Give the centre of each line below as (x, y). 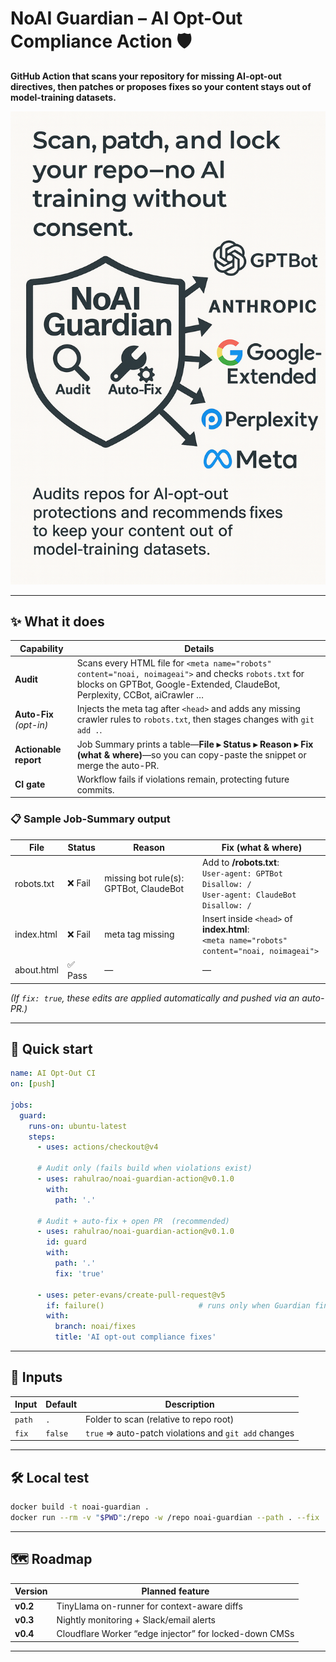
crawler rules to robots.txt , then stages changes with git (195, 719)
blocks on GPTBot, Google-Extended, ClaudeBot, (178, 684)
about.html (36, 970)
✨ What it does (57, 622)
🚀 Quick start (51, 1048)
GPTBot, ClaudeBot (144, 889)
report (28, 760)
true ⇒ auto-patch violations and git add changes (190, 1433)
